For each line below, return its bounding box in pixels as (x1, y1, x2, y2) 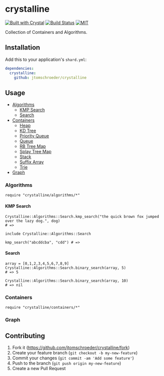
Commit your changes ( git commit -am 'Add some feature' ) (12, 355, 134, 361)
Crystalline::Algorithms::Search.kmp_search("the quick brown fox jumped (5, 214, 160, 219)
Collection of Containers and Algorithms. (5, 29, 87, 35)
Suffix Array (19, 159, 44, 165)
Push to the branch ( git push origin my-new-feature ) (12, 360, 121, 366)
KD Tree (19, 128, 36, 134)
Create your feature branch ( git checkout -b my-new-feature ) (12, 349, 138, 355)
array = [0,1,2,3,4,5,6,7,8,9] (5, 261, 69, 266)
